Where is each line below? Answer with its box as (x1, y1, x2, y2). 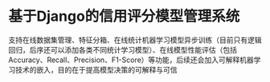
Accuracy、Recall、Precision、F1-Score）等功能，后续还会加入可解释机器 (8, 55, 255, 64)
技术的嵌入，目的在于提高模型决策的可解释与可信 (14, 64, 178, 74)
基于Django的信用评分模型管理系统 (8, 7, 240, 25)
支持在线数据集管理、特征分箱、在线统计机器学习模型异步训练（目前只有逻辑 (8, 35, 262, 45)
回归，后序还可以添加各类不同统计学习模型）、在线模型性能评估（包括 (8, 45, 237, 54)
